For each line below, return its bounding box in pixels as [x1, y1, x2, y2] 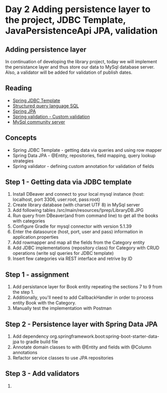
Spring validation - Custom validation [12, 113, 90, 119]
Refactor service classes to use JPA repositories [12, 355, 114, 361]
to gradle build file [20, 339, 58, 345]
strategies [12, 158, 34, 164]
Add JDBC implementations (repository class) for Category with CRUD [12, 245, 159, 251]
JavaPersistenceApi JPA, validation [5, 25, 158, 36]
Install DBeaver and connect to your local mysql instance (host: [12, 191, 145, 197]
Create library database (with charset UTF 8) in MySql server [12, 202, 140, 208]
